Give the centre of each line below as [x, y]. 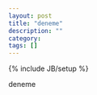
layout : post [30, 16]
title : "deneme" [36, 23]
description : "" [36, 31]
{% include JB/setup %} [48, 68]
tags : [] [23, 46]
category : [25, 38]
